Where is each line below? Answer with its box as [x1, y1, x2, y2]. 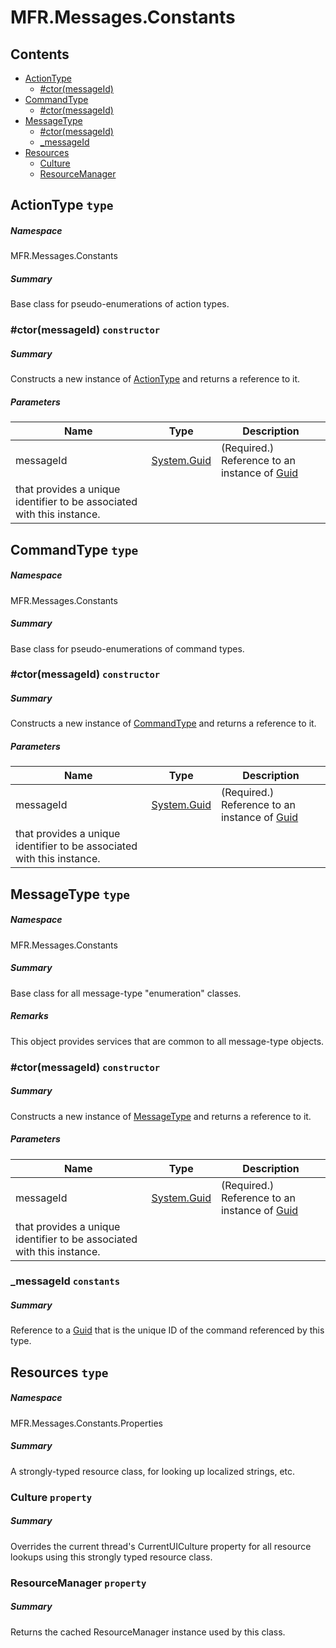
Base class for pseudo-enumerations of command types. [10, 642, 245, 655]
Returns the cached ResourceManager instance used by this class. [10, 1626, 286, 1638]
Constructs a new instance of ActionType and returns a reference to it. [10, 373, 301, 385]
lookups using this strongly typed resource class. [10, 1551, 213, 1563]
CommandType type [10, 541, 139, 558]
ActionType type [10, 197, 114, 214]
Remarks [10, 1010, 49, 1022]
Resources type [10, 1364, 109, 1381]
